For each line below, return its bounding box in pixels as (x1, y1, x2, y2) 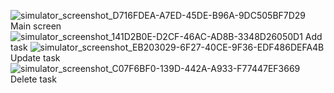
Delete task (10, 73, 57, 85)
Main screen (10, 20, 62, 32)
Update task (10, 52, 61, 64)
